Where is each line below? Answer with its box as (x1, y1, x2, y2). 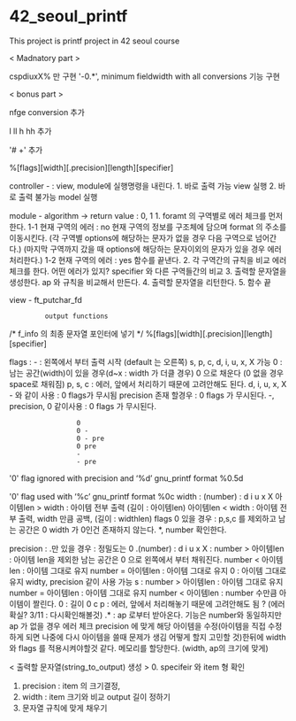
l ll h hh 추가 (9, 126, 52, 136)
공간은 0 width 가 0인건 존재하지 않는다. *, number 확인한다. (18, 524, 227, 535)
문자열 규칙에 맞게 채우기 (21, 702, 108, 713)
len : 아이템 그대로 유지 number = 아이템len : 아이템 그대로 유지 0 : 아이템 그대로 (9, 565, 287, 576)
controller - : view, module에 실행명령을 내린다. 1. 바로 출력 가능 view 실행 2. (9, 180, 277, 191)
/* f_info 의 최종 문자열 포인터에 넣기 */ (9, 328, 144, 338)
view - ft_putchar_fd (9, 294, 82, 305)
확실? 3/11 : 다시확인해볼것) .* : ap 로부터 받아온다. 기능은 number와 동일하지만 (9, 609, 283, 620)
